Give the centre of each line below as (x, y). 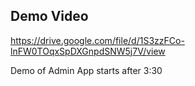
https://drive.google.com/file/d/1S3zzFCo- (97, 40)
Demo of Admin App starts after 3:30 (86, 70)
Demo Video (49, 16)
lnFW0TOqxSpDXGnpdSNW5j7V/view (88, 51)
